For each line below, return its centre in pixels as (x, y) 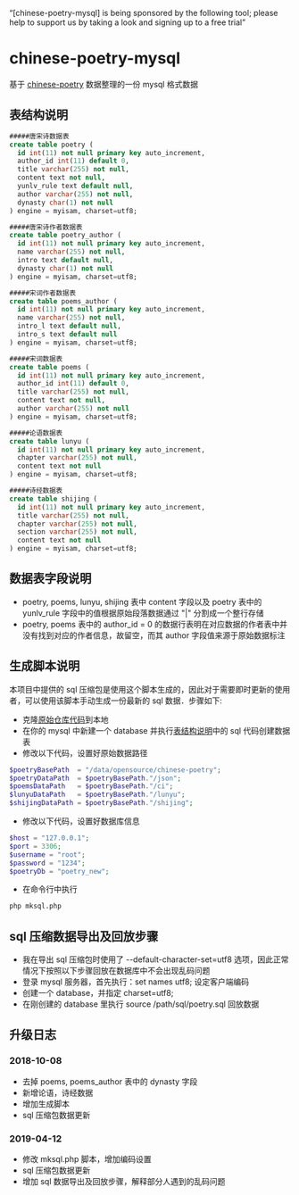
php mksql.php (36, 906)
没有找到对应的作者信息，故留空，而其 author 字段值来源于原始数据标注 (154, 635)
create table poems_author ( (63, 301)
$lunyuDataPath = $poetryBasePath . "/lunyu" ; (97, 795)
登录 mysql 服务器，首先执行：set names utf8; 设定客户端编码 (136, 982)
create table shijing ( (54, 499)
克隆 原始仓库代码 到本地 (65, 719)
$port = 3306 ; (36, 846)
